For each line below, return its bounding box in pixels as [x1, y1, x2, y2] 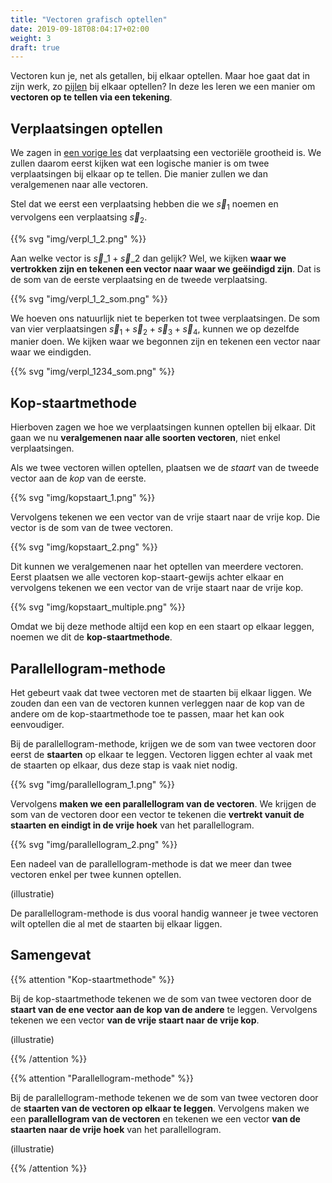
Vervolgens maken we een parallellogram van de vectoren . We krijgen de [10, 798, 317, 810]
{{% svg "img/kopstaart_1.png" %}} [10, 492, 156, 504]
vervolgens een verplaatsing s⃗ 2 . [10, 211, 148, 225]
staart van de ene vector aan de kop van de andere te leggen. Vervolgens [10, 1003, 318, 1015]
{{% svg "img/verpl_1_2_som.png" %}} [10, 292, 168, 305]
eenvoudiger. [10, 719, 65, 731]
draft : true [10, 42, 60, 53]
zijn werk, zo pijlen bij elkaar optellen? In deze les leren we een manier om [10, 81, 316, 93]
